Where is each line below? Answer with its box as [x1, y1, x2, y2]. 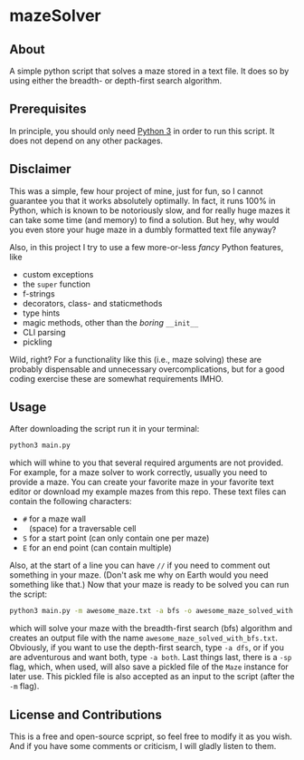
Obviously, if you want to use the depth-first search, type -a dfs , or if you [9, 642, 285, 653]
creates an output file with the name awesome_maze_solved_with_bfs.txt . [9, 632, 279, 644]
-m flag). [9, 681, 40, 692]
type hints [22, 307, 61, 318]
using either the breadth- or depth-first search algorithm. [9, 75, 223, 86]
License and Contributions [9, 706, 163, 722]
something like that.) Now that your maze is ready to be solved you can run [9, 580, 290, 590]
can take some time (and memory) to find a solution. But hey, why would [9, 214, 280, 225]
